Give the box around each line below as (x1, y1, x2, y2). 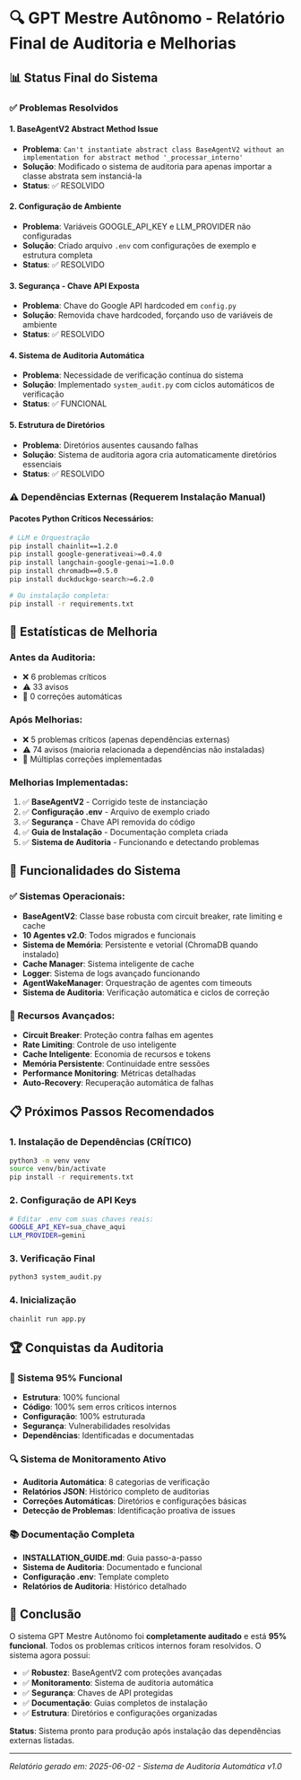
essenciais (21, 458, 63, 469)
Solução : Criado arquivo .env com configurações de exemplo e (21, 240, 257, 250)
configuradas (21, 231, 72, 241)
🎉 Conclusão (9, 1607, 82, 1622)
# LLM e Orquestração (9, 533, 90, 542)
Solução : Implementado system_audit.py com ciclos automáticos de (21, 380, 275, 390)
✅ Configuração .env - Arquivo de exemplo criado (21, 806, 211, 817)
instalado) (21, 948, 60, 959)
